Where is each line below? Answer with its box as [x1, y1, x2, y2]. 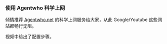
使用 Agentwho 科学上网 [5, 4, 65, 11]
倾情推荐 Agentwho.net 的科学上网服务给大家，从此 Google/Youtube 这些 [5, 16, 158, 23]
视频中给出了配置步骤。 [5, 33, 54, 39]
